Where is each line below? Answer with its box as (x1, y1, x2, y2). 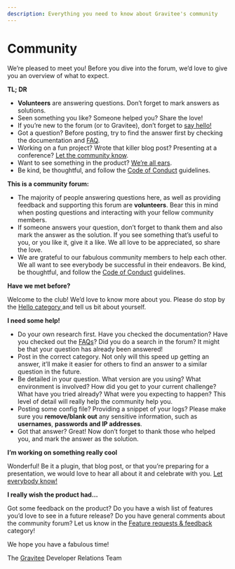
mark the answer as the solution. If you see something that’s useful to (17, 230, 219, 239)
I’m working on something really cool (7, 448, 118, 456)
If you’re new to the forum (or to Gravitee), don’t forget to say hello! (17, 121, 212, 129)
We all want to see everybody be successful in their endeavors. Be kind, (17, 260, 227, 269)
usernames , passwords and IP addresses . (17, 419, 142, 428)
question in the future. (17, 367, 82, 376)
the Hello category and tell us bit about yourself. (7, 302, 147, 311)
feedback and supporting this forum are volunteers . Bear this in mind (17, 200, 219, 209)
